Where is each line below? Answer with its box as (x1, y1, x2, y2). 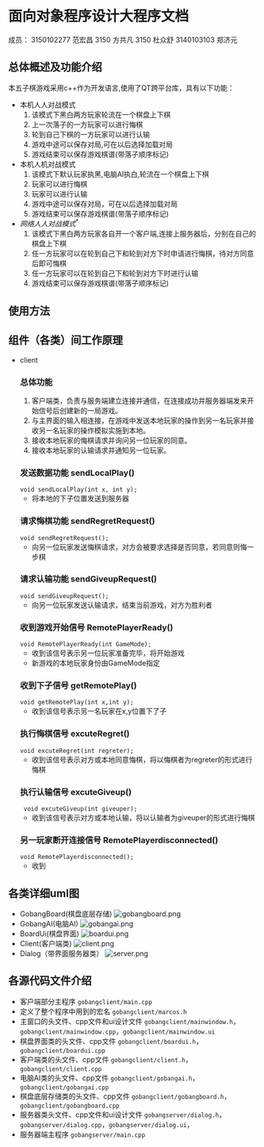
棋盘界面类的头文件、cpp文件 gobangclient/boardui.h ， (19, 1036, 204, 1045)
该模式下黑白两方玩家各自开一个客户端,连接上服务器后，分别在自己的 (31, 229, 256, 239)
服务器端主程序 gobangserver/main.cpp (19, 1130, 146, 1139)
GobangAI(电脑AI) (19, 919, 79, 929)
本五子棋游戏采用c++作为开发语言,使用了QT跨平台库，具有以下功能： (8, 82, 235, 92)
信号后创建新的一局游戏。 (38, 405, 123, 415)
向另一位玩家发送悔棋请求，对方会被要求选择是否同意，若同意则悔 (31, 542, 247, 551)
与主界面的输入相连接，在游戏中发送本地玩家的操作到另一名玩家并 (31, 416, 247, 425)
